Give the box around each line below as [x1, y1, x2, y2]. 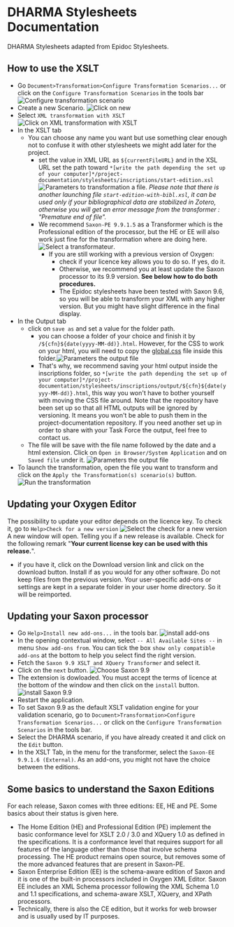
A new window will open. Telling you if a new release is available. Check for [7, 532, 225, 540]
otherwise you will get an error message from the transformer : [38, 205, 220, 214]
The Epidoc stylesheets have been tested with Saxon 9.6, [59, 287, 224, 295]
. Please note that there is [145, 183, 219, 191]
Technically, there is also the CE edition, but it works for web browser [17, 905, 217, 913]
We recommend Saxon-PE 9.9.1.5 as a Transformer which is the [38, 220, 224, 228]
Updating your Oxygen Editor [7, 498, 137, 510]
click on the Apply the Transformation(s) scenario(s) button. [17, 470, 197, 479]
